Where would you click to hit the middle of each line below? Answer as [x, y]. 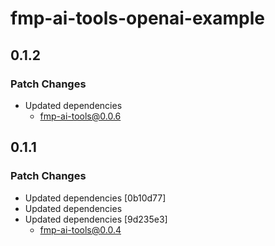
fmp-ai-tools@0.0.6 [80, 116]
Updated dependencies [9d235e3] [96, 219]
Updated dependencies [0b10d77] [95, 198]
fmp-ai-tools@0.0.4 [80, 229]
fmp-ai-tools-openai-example [137, 18]
